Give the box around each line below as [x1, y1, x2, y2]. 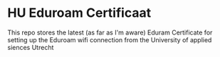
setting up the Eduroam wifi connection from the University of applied [7, 35, 212, 44]
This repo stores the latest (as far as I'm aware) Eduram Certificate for [7, 28, 213, 37]
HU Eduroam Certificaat [7, 5, 152, 21]
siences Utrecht [7, 43, 54, 51]
